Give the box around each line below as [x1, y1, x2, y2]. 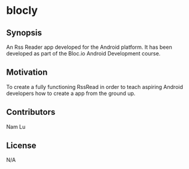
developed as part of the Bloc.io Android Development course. [6, 50, 161, 57]
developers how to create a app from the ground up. [6, 90, 136, 97]
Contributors [6, 107, 56, 117]
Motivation [6, 67, 48, 78]
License [6, 141, 37, 151]
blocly [6, 4, 38, 17]
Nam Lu [6, 123, 26, 130]
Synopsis [6, 28, 42, 38]
